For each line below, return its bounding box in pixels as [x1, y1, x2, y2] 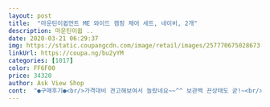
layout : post [8, 11, 52, 20]
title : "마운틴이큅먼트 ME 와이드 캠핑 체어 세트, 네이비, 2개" [8, 19, 198, 27]
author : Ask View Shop [8, 79, 84, 87]
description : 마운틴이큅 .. [8, 27, 94, 35]
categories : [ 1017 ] [8, 57, 74, 65]
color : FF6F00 [8, 64, 56, 72]
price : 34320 [8, 72, 52, 80]
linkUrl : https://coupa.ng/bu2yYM [8, 49, 125, 57]
